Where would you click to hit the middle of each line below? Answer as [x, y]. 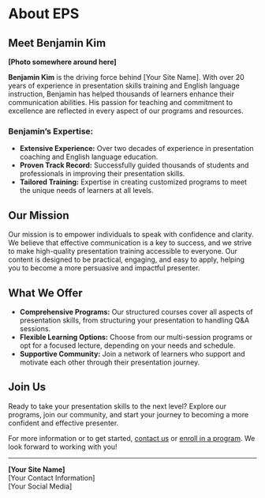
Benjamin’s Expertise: [51, 131]
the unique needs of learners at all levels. [86, 191]
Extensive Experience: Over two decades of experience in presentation [136, 149]
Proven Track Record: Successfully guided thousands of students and [134, 165]
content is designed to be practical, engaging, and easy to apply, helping [127, 260]
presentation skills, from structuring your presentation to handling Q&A [134, 320]
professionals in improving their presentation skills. [102, 174]
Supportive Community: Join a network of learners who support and [132, 353]
